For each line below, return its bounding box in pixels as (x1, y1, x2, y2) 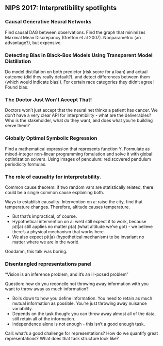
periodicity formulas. (5, 161, 47, 167)
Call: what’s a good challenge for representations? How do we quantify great (5, 331, 158, 336)
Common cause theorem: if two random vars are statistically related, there (5, 184, 154, 190)
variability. (12, 306, 33, 312)
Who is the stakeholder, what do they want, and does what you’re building (5, 118, 153, 123)
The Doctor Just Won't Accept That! (5, 96, 92, 103)
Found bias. (5, 84, 29, 90)
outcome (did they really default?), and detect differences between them (5, 74, 150, 79)
